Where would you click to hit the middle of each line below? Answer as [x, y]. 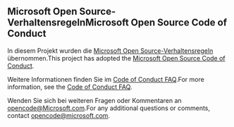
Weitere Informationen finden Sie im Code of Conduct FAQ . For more [106, 79]
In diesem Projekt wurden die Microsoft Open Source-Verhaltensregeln [110, 50]
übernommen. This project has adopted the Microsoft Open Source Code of [116, 58]
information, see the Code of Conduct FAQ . [70, 87]
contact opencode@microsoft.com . [59, 115]
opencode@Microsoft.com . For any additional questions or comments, [109, 108]
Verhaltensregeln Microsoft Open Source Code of [117, 23]
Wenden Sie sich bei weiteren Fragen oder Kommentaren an [94, 100]
